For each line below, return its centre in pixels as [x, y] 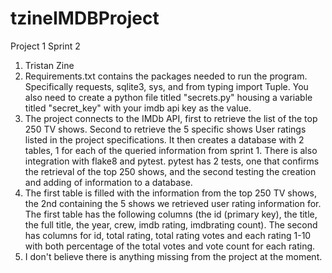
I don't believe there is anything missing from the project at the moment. [173, 256]
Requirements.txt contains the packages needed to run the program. [166, 76]
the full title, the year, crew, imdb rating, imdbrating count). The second [171, 224]
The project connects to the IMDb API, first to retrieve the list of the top [171, 118]
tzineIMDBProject [85, 18]
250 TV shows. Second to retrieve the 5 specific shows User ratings [165, 129]
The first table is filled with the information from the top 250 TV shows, [170, 193]
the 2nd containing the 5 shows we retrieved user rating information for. [173, 203]
